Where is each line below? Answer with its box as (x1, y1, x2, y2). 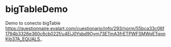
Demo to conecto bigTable (5, 20, 61, 26)
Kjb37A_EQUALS (5, 36, 40, 42)
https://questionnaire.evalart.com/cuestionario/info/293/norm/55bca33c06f (5, 25, 164, 31)
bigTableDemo (5, 3, 68, 15)
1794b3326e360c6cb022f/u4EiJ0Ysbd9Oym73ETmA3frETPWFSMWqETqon (5, 30, 166, 36)
